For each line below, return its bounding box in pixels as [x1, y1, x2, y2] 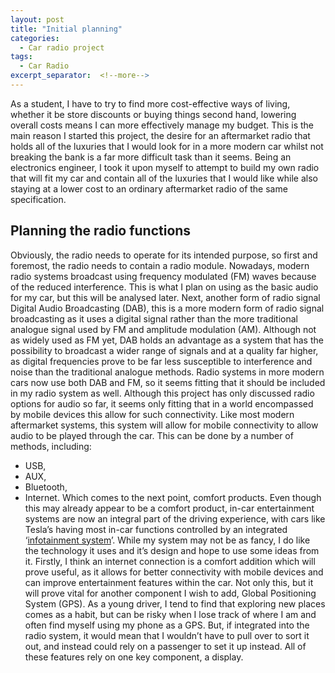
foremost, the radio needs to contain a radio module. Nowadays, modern [10, 259, 310, 271]
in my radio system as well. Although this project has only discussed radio [10, 387, 315, 399]
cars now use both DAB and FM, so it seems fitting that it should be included [10, 376, 326, 388]
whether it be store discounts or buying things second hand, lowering [10, 108, 297, 120]
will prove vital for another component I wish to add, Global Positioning [24, 587, 317, 599]
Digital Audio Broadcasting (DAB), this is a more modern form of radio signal [10, 302, 325, 314]
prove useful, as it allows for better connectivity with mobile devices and [24, 566, 324, 578]
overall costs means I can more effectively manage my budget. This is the [10, 119, 315, 131]
